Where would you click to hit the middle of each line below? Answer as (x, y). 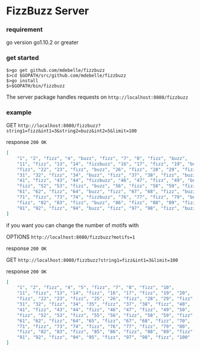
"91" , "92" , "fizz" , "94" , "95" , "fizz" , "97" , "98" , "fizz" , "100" (104, 337)
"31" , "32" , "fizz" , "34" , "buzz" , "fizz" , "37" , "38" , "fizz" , (98, 175)
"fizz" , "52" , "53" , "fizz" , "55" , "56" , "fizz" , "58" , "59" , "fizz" (105, 315)
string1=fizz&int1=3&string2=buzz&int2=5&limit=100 (71, 131)
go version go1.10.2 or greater (43, 42)
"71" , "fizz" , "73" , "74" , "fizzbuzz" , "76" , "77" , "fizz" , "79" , (101, 198)
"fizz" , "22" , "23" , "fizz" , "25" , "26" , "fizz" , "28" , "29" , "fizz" (105, 299)
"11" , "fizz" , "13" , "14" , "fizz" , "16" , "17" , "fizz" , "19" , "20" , (104, 293)
